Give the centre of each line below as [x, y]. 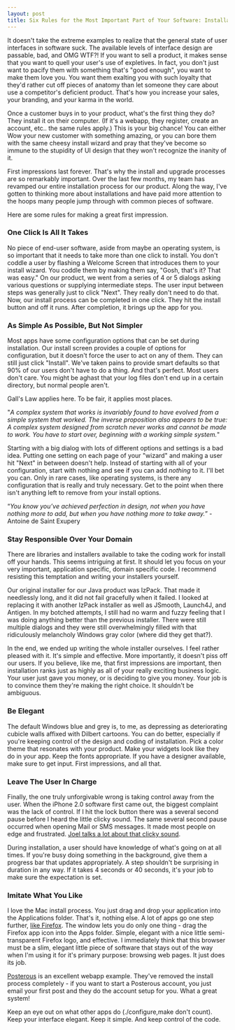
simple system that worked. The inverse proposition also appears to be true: [117, 420]
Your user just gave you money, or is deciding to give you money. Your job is [117, 678]
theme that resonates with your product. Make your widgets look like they [113, 748]
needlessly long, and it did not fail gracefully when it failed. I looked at [108, 598]
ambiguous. [24, 693]
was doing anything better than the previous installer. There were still [107, 620]
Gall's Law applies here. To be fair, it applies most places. [90, 399]
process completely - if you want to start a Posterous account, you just [109, 984]
